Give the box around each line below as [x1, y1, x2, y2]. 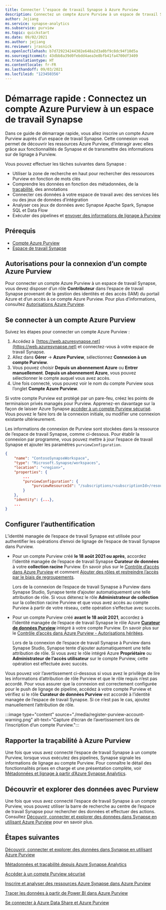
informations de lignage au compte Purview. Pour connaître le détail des [5, 760, 152, 766]
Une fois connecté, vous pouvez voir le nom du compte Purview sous [12, 380, 154, 386]
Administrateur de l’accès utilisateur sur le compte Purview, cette [12, 656, 148, 662]
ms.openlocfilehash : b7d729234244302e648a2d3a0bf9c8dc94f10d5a [5, 48, 138, 53]
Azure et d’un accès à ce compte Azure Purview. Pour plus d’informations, [5, 296, 157, 302]
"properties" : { [14, 469, 48, 475]
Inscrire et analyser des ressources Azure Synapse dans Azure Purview [5, 880, 151, 886]
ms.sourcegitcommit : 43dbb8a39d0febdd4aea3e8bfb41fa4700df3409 [5, 53, 138, 58]
